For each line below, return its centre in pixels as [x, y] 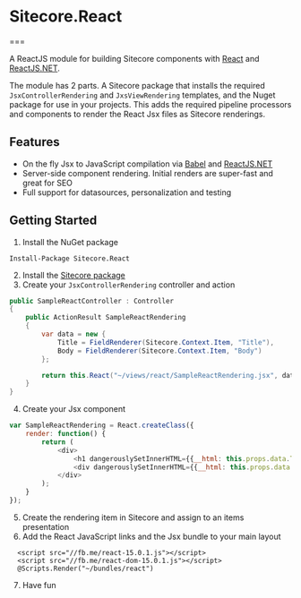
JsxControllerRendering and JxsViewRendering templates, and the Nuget [142, 95]
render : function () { [65, 434]
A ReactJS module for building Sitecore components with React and [134, 58]
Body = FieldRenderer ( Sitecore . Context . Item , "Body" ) [159, 351]
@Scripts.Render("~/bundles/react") [86, 568]
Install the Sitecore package [73, 275]
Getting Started [53, 221]
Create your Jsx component [74, 409]
